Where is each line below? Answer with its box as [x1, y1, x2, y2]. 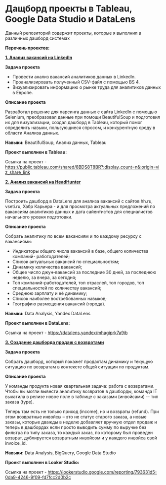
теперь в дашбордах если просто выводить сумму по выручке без [5, 424, 147, 430]
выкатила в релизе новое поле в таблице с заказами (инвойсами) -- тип [5, 393, 159, 400]
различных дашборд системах [5, 35, 70, 41]
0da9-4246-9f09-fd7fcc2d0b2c [5, 474, 71, 480]
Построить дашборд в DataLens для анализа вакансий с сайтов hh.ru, [5, 198, 153, 204]
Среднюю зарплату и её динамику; [12, 290, 87, 296]
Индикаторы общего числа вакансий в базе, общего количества [12, 248, 149, 254]
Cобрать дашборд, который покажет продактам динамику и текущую [5, 358, 153, 364]
